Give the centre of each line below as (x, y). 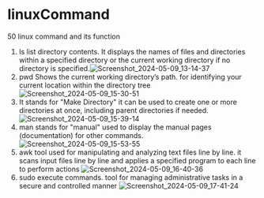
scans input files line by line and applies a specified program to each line (137, 160)
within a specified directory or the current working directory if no (124, 60)
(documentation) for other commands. (81, 135)
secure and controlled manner (68, 185)
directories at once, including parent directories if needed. (113, 110)
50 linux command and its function (64, 36)
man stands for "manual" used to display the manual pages (115, 127)
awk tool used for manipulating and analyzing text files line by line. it (130, 152)
